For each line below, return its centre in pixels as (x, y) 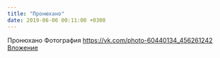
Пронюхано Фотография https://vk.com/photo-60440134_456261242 (110, 40)
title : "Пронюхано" (36, 14)
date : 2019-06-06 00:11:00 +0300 (57, 20)
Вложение (23, 48)
